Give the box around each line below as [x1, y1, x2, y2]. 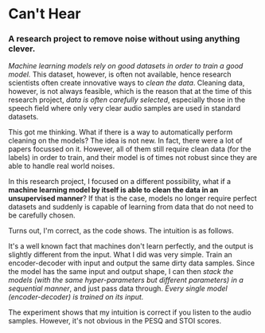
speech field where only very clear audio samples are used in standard [8, 104, 241, 113]
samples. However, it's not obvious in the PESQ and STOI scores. [8, 316, 221, 326]
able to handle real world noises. [8, 161, 115, 171]
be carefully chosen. [8, 210, 76, 220]
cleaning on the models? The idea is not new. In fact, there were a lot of [8, 136, 243, 146]
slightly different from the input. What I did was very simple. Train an [8, 250, 232, 260]
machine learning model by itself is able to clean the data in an [8, 185, 219, 195]
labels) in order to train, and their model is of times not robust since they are [8, 153, 257, 163]
